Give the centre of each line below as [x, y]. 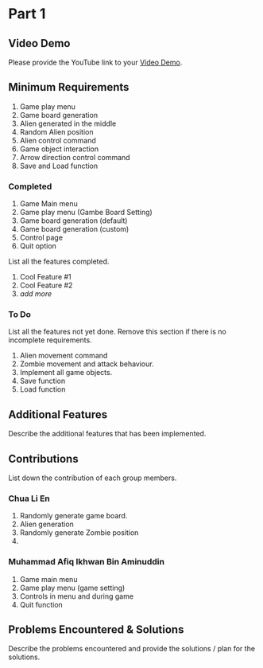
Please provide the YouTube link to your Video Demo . [95, 62]
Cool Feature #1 [45, 277]
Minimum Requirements [69, 87]
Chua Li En [29, 498]
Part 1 [27, 14]
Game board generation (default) [73, 221]
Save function [43, 381]
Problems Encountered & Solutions [96, 630]
